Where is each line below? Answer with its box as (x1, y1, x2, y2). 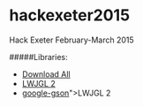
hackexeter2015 (9, 5, 131, 26)
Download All (21, 68, 71, 80)
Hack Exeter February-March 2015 (9, 34, 134, 45)
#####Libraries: (9, 51, 68, 62)
